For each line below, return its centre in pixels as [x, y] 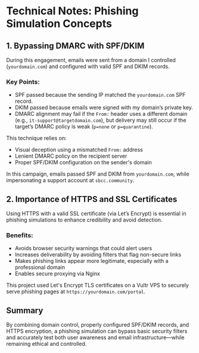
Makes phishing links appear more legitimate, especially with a [91, 261]
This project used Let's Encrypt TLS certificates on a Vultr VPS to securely [98, 286]
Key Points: [23, 82]
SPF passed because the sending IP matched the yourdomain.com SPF [100, 95]
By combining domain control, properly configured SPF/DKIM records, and [98, 325]
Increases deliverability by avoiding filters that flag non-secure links [98, 254]
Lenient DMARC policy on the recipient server [71, 156]
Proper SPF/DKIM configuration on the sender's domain [83, 162]
